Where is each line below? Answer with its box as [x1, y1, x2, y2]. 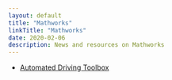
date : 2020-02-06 [8, 33, 66, 42]
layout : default [8, 11, 62, 20]
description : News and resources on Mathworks [8, 41, 165, 49]
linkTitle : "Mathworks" [8, 26, 87, 34]
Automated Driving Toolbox [19, 63, 109, 72]
